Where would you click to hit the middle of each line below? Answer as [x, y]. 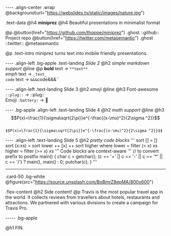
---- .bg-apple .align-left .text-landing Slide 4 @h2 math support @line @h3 [85, 110]
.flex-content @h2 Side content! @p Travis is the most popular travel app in [84, 192]
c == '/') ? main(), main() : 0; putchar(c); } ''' [51, 162]
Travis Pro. [17, 208]
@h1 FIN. [15, 228]
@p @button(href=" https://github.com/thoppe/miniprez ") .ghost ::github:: [82, 32]
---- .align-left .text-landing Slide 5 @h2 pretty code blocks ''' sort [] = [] [81, 140]
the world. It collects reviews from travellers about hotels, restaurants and [82, 197]
